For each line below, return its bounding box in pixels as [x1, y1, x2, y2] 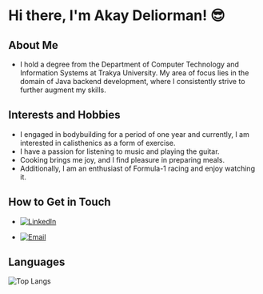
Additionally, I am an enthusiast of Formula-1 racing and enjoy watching [19, 163, 256, 173]
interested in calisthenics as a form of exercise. [19, 138, 176, 147]
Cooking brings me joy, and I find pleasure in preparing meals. [19, 155, 225, 164]
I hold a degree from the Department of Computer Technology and [19, 59, 240, 69]
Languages [8, 256, 66, 269]
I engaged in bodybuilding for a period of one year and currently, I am [19, 129, 249, 139]
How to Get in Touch [8, 195, 111, 209]
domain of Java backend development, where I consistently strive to [19, 77, 245, 86]
